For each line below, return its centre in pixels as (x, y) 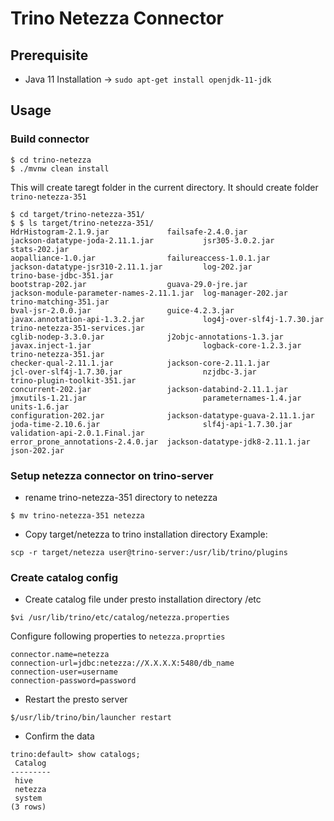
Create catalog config (64, 577)
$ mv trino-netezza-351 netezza (77, 515)
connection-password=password (73, 681)
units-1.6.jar (40, 407)
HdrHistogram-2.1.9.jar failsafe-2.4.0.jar (129, 232)
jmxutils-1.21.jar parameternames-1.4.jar (156, 398)
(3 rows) (28, 807)
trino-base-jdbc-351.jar (62, 275)
